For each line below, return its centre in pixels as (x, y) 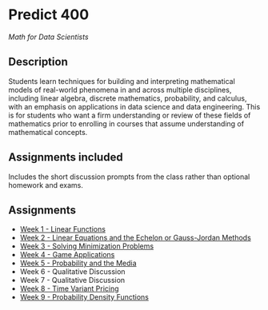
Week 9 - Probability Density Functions (84, 297)
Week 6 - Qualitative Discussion (72, 272)
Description (38, 62)
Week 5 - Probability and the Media (78, 263)
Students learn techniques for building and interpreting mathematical (122, 81)
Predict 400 (49, 15)
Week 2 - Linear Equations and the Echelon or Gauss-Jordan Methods (136, 238)
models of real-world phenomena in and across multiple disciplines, (120, 89)
